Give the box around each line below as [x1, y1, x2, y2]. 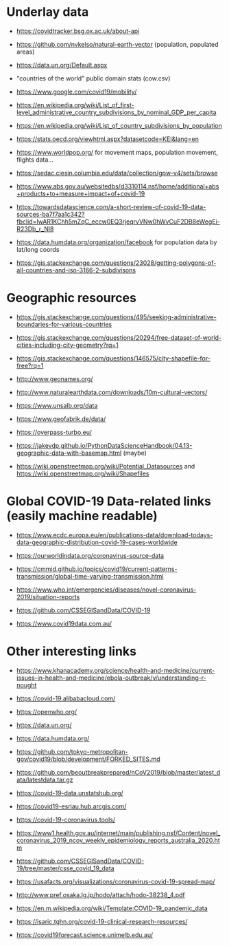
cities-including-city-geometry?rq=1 [16, 341, 119, 349]
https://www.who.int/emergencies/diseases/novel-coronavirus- [16, 585, 197, 594]
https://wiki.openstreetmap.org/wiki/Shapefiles [16, 469, 149, 477]
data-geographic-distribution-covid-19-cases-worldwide [16, 538, 178, 546]
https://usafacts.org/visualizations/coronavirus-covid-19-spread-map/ [16, 877, 215, 885]
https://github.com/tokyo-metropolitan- [16, 747, 128, 755]
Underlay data [6, 4, 89, 20]
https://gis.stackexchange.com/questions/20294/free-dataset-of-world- [16, 333, 222, 341]
